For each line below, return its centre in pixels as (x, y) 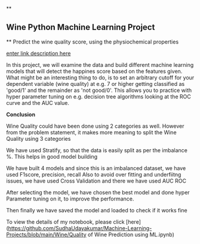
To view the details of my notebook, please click (65, 222)
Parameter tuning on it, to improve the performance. (70, 199)
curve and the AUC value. (38, 103)
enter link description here (39, 53)
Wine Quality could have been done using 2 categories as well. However (95, 126)
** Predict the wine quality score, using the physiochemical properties (93, 42)
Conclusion (21, 114)
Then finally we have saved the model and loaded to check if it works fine (97, 210)
